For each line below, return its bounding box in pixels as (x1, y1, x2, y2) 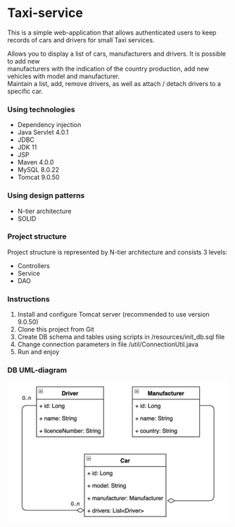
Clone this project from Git (17, 325, 95, 334)
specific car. (7, 87, 44, 95)
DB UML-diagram (7, 365, 68, 375)
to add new (7, 56, 40, 65)
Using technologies (7, 104, 75, 114)
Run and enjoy (17, 348, 60, 356)
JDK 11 (17, 143, 37, 152)
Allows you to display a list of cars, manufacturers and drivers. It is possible (7, 49, 227, 58)
